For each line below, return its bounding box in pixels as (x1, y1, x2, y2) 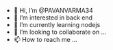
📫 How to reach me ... (13, 36, 77, 43)
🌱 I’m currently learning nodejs (13, 21, 101, 28)
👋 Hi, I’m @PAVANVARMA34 (13, 7, 94, 14)
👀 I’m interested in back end (13, 14, 93, 22)
